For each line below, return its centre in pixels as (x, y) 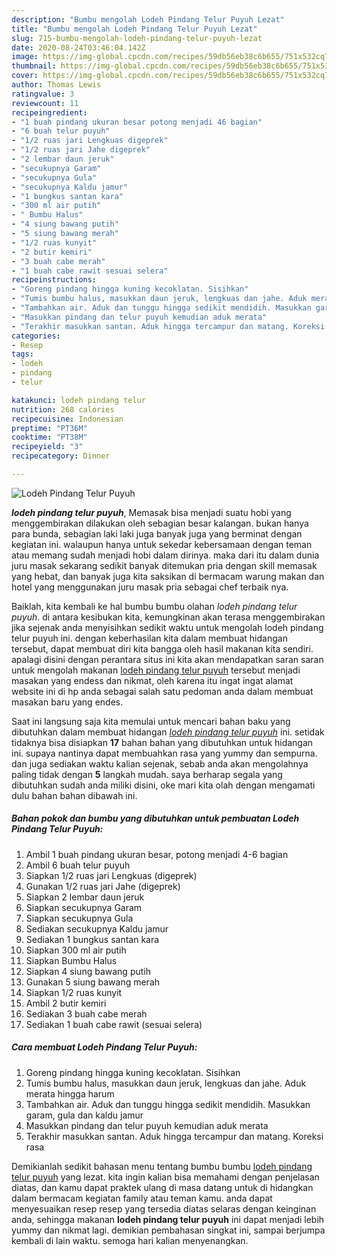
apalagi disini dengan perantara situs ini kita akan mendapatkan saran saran (167, 659)
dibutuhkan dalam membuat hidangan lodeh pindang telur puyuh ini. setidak (168, 732)
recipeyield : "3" (47, 447)
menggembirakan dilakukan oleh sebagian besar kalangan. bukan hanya (160, 523)
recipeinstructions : (54, 280)
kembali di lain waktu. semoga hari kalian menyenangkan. (130, 1240)
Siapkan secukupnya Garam (84, 907)
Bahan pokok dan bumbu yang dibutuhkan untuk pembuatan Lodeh (155, 818)
